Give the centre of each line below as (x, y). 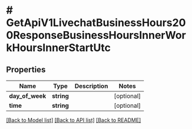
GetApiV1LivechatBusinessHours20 (96, 23)
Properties (26, 69)
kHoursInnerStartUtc (58, 48)
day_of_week (28, 96)
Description (91, 86)
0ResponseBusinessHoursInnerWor (96, 35)
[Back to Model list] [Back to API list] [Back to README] (74, 120)
